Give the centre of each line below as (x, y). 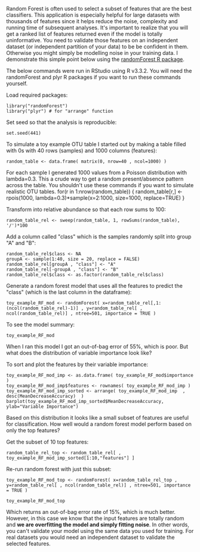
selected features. (28, 544)
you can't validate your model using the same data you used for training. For (100, 531)
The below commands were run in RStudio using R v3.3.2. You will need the (99, 71)
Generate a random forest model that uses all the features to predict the (95, 286)
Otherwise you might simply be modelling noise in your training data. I (92, 53)
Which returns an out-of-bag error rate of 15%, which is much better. (91, 512)
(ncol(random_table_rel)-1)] (42, 308)
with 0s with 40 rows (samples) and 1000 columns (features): (81, 151)
